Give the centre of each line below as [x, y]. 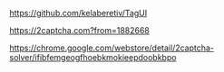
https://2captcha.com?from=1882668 [79, 30]
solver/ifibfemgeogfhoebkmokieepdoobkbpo [93, 57]
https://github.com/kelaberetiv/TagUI [78, 13]
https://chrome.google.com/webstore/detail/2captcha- [112, 48]
